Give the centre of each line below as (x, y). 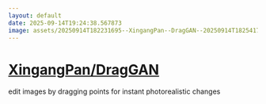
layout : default (35, 15)
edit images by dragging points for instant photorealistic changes (114, 91)
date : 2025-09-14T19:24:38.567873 (65, 23)
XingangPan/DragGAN (84, 69)
